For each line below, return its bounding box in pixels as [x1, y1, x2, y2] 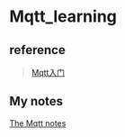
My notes [9, 94, 64, 109]
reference [9, 42, 66, 58]
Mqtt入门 [31, 68, 66, 78]
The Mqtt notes [9, 117, 67, 128]
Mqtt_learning [9, 6, 117, 27]
